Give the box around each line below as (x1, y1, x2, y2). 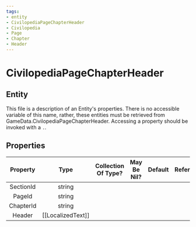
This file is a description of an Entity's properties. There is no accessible (6, 105, 180, 112)
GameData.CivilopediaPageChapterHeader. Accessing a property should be (6, 118, 188, 125)
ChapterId (9, 201, 37, 209)
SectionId (9, 183, 36, 191)
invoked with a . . (6, 123, 47, 130)
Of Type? (96, 169, 123, 177)
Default (148, 165, 169, 173)
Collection (95, 161, 124, 170)
